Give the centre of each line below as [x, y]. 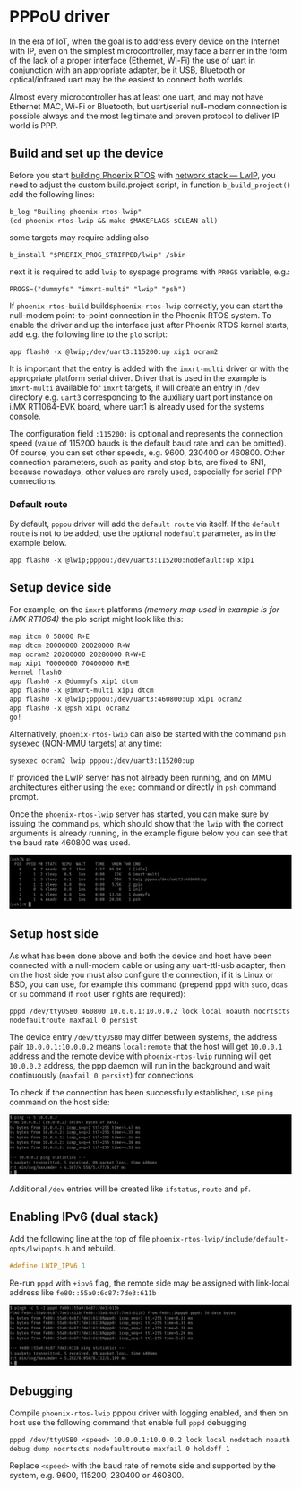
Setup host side [54, 934]
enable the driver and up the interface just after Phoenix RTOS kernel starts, [149, 325]
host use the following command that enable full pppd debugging [128, 1422]
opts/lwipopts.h [39, 1249]
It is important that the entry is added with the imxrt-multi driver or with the [149, 368]
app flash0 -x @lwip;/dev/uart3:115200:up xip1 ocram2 [114, 351]
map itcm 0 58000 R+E [50, 636]
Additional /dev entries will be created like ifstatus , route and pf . [130, 1189]
